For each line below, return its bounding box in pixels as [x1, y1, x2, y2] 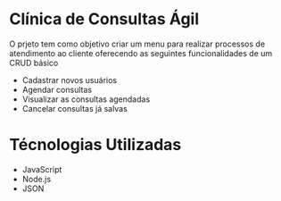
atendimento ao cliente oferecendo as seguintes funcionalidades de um [9, 47, 273, 58]
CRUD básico [9, 57, 59, 68]
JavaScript [21, 163, 62, 174]
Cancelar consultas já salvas [21, 103, 128, 113]
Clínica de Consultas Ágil [9, 9, 200, 29]
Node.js [21, 173, 52, 184]
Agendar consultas [21, 84, 92, 95]
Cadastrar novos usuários [21, 74, 118, 85]
